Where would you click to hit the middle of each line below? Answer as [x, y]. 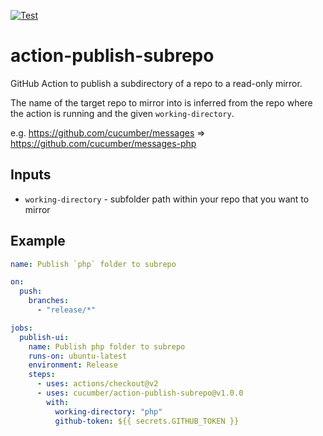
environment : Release [73, 365]
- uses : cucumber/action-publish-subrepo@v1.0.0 [140, 393]
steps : [42, 375]
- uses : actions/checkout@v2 [97, 384]
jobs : [21, 328]
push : [31, 291]
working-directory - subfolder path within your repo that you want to [167, 199]
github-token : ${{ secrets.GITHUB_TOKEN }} [147, 421]
